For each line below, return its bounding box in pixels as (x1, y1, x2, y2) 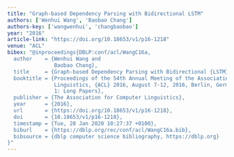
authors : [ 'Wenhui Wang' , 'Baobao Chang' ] (7, 17, 132, 24)
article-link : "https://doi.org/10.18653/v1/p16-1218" (7, 36, 170, 43)
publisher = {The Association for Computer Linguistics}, (13, 94, 186, 101)
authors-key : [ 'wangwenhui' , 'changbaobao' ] (7, 23, 139, 30)
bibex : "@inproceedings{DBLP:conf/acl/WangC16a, (7, 49, 151, 56)
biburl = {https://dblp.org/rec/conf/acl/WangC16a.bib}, (13, 126, 192, 133)
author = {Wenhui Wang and (13, 56, 101, 63)
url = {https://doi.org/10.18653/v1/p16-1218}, (13, 107, 173, 114)
